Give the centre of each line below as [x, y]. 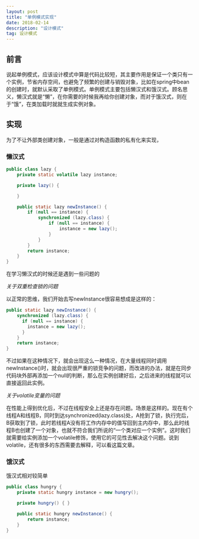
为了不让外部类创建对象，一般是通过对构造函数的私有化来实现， [84, 140]
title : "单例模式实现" [31, 17]
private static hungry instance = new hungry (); [78, 493]
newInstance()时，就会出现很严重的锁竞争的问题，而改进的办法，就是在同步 [99, 368]
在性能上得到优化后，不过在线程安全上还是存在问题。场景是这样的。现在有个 [99, 408]
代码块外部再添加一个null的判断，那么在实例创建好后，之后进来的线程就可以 [99, 376]
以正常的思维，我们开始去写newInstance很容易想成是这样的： [81, 299]
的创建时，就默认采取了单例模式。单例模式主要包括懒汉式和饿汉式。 [89, 89]
